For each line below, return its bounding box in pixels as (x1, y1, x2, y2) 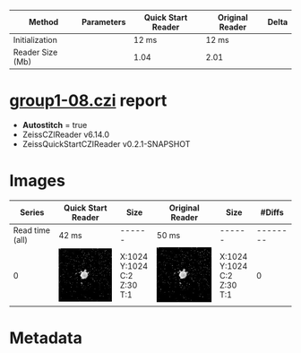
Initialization (13, 34, 58, 45)
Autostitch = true (21, 120, 88, 131)
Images (9, 170, 65, 191)
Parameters (82, 17, 126, 27)
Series (19, 207, 45, 218)
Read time (13, 225, 51, 236)
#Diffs (260, 207, 284, 218)
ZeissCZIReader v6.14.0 (21, 129, 110, 140)
